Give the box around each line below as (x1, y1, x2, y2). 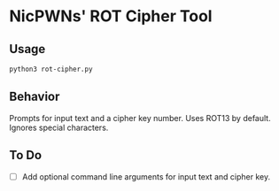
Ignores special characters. (9, 122, 109, 133)
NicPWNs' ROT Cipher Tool (9, 6, 213, 27)
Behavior (9, 89, 60, 104)
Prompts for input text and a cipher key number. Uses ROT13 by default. (9, 112, 272, 123)
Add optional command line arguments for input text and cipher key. (21, 171, 271, 182)
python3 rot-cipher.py (9, 65, 93, 73)
